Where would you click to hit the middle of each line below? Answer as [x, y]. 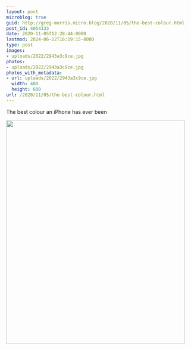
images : [16, 51]
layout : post [22, 12]
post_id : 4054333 [28, 28]
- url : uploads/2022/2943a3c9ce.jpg [51, 78]
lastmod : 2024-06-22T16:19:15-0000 [50, 39]
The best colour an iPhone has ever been [57, 111]
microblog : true [26, 17]
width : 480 [25, 84]
